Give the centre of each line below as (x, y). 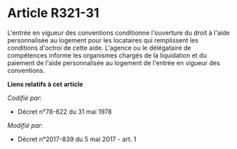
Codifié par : (25, 98)
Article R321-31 (53, 13)
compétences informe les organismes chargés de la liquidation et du (107, 55)
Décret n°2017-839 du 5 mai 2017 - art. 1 (77, 139)
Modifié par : (25, 125)
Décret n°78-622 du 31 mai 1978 (64, 111)
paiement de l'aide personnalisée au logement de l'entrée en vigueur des (114, 62)
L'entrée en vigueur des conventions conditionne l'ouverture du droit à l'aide (118, 33)
